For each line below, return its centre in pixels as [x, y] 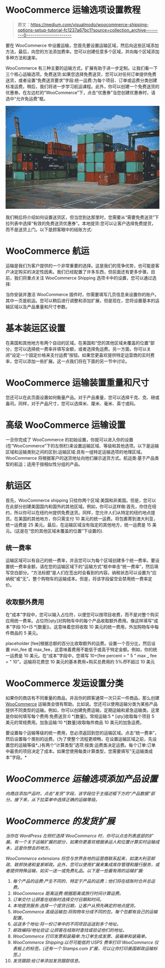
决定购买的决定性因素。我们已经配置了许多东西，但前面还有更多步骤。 [80, 272]
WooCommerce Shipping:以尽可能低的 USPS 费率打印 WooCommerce [83, 943]
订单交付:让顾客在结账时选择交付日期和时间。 [58, 899]
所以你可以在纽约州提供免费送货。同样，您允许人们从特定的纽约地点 [82, 512]
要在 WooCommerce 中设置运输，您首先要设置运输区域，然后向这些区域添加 [82, 45]
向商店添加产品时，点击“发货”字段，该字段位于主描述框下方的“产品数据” [78, 794]
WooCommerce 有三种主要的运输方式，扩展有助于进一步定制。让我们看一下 [82, 68]
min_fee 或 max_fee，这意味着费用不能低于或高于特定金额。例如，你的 [82, 649]
